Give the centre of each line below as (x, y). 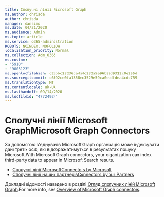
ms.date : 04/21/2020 (26, 28)
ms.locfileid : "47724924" (31, 96)
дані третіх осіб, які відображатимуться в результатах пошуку (70, 149)
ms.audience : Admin (25, 32)
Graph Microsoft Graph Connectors (78, 131)
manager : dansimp (23, 23)
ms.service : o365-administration (39, 42)
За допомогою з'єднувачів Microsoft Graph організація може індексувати (82, 145)
